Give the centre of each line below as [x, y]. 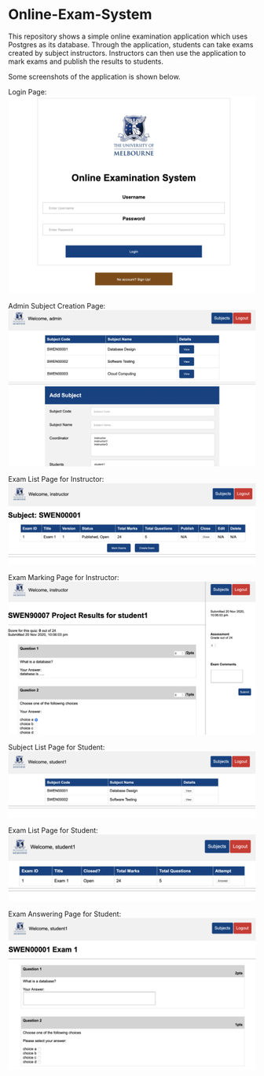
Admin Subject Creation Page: [57, 305]
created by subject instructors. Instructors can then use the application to [127, 53]
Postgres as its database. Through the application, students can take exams [131, 44]
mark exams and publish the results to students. [86, 61]
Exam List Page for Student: [53, 830]
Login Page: [27, 91]
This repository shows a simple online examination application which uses [128, 36]
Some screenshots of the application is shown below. [94, 76]
